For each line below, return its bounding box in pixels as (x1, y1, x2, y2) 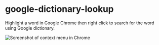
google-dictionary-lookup (5, 3, 114, 15)
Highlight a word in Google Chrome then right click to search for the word (5, 20, 155, 26)
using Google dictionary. (5, 25, 55, 31)
